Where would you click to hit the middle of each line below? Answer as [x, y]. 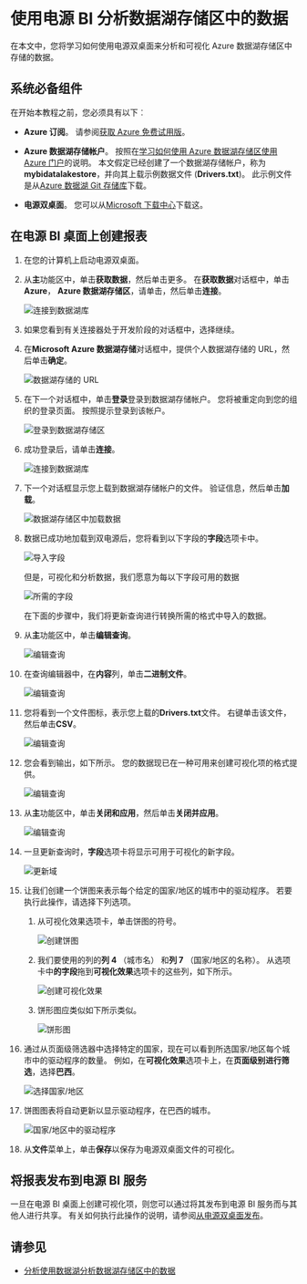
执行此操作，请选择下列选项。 [79, 901]
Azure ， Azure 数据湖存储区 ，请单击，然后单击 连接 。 [125, 290]
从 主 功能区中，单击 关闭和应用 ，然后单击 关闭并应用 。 [123, 813]
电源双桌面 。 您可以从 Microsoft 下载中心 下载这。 [116, 204]
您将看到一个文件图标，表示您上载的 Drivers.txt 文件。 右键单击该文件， [157, 712]
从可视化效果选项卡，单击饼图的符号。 [109, 921]
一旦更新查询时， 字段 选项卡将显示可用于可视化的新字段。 [131, 851]
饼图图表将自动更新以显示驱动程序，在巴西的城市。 [119, 1110]
